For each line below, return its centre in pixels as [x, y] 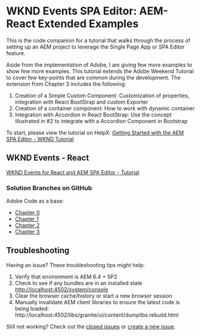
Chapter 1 [27, 219]
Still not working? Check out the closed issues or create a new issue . [91, 326]
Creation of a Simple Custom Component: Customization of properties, [102, 95]
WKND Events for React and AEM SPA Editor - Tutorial [73, 172]
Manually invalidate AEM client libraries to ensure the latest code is [97, 302]
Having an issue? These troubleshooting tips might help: [75, 265]
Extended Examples [88, 24]
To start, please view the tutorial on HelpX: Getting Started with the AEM [95, 133]
